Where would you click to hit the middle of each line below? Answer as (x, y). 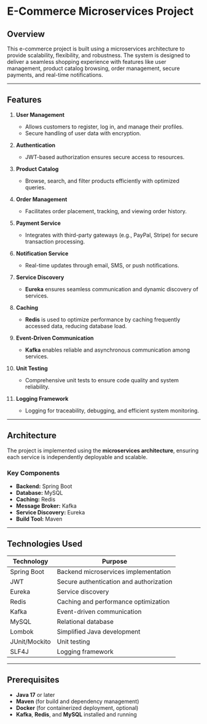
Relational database (85, 621)
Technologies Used (45, 544)
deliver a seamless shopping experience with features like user (87, 62)
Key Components (33, 473)
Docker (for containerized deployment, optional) (77, 707)
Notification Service (42, 253)
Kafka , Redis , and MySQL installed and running (76, 714)
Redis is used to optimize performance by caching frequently (103, 319)
